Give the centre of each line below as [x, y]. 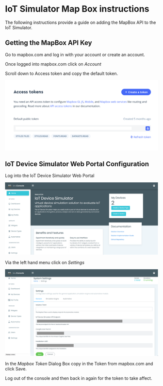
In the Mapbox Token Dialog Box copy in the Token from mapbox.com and [79, 364]
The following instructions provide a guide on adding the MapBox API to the [81, 22]
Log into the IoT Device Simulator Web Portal [50, 175]
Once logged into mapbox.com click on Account [53, 64]
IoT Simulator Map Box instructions [77, 9]
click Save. [16, 369]
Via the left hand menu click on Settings [45, 263]
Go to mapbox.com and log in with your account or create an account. [75, 54]
